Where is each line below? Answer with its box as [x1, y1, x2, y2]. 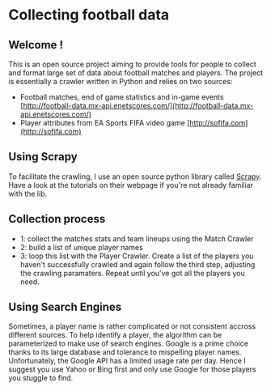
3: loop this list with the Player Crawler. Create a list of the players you [19, 251, 254, 261]
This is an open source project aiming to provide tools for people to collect [8, 59, 256, 69]
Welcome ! [8, 38, 63, 52]
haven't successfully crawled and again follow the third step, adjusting [19, 259, 256, 269]
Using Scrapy [8, 150, 78, 164]
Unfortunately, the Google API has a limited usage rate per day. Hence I [8, 356, 246, 366]
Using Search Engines [8, 300, 122, 314]
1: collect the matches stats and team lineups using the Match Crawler [19, 233, 254, 244]
